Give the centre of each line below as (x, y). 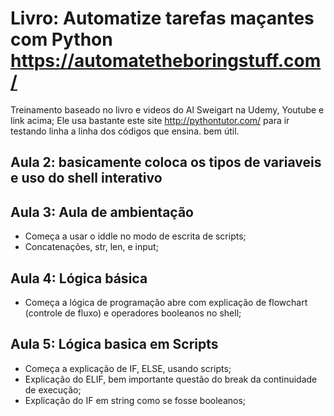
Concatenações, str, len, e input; (91, 247)
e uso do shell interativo (86, 178)
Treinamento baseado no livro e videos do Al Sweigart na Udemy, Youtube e (167, 109)
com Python (61, 39)
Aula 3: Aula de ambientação (102, 212)
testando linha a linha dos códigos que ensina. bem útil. (125, 131)
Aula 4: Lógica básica (79, 278)
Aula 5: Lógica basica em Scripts (114, 344)
